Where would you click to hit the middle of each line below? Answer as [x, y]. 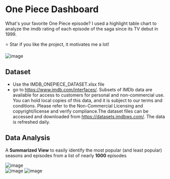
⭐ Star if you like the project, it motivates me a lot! [57, 44]
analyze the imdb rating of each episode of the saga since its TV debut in [82, 28]
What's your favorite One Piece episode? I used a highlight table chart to [81, 23]
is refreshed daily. [31, 122]
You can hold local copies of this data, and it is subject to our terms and [88, 100]
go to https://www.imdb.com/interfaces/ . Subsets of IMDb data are [82, 89]
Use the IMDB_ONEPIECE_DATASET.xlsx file [59, 84]
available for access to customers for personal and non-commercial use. [89, 95]
